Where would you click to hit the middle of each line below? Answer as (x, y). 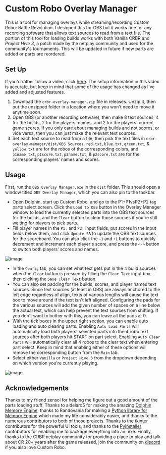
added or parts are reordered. (35, 54)
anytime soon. (27, 112)
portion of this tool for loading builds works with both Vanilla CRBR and (77, 38)
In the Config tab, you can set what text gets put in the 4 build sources (84, 268)
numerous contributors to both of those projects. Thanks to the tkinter (77, 421)
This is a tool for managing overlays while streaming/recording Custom (77, 22)
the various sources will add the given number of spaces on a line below (86, 305)
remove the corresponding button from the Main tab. (65, 353)
